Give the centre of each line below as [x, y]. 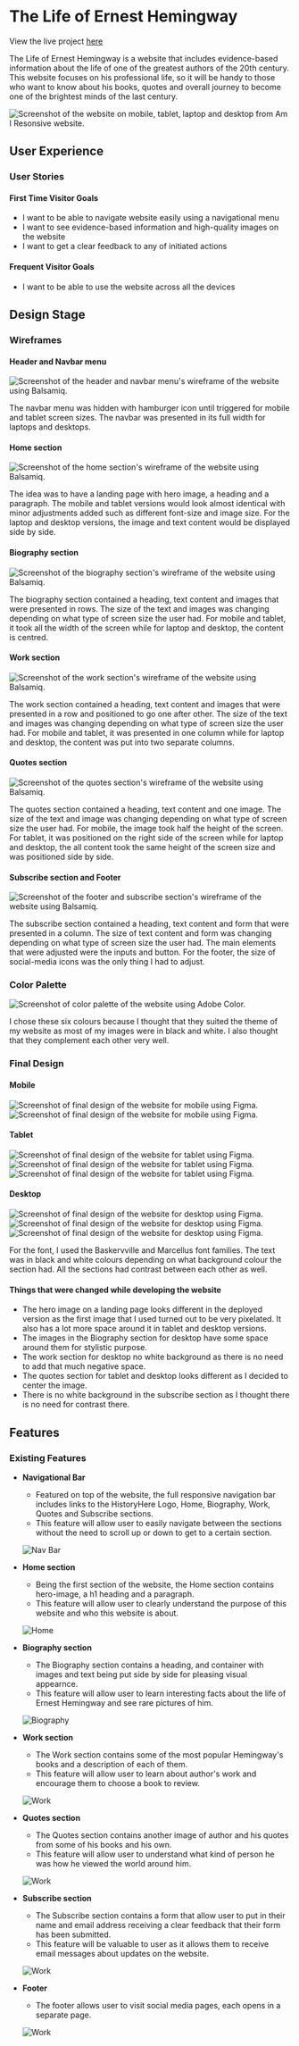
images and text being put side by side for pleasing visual [141, 1674]
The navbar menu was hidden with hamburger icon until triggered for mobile [149, 408]
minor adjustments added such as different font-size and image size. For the [149, 513]
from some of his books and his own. [104, 1844]
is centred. [29, 637]
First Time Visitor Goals [54, 197]
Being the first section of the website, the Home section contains [155, 1584]
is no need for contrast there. [76, 1405]
